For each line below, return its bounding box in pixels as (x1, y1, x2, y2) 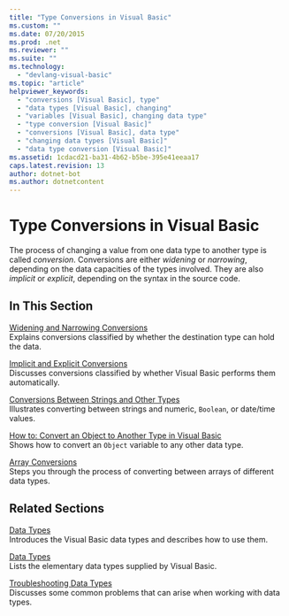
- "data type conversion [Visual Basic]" (17, 144, 172, 153)
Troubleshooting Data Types (9, 577, 112, 589)
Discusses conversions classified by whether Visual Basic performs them (9, 367, 276, 378)
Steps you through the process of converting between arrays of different (9, 466, 274, 476)
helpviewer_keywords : (9, 87, 89, 96)
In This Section (9, 298, 94, 314)
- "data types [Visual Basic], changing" (17, 104, 172, 112)
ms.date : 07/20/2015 (9, 29, 86, 38)
